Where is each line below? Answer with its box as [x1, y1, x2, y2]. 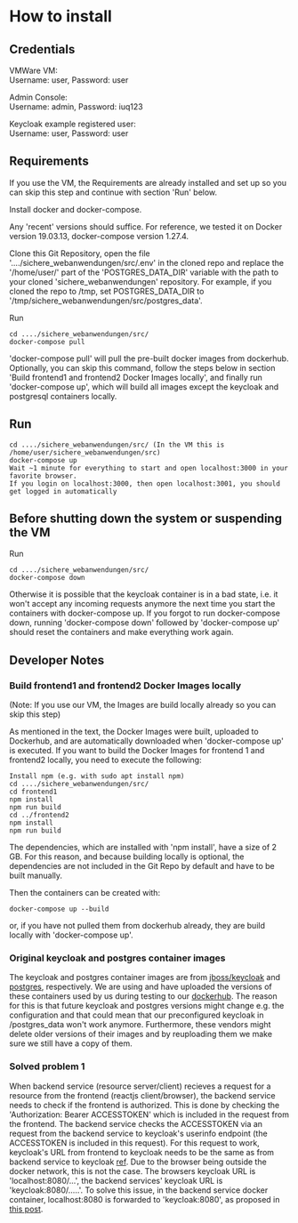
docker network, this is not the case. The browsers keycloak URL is [9, 1165, 256, 1176]
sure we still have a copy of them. [9, 1038, 133, 1049]
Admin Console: [9, 92, 68, 102]
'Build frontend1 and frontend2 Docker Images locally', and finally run [9, 372, 262, 382]
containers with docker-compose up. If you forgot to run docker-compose [9, 607, 280, 619]
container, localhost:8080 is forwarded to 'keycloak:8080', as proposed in [9, 1194, 280, 1204]
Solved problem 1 [9, 1060, 85, 1073]
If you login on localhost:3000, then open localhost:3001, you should [9, 479, 280, 488]
